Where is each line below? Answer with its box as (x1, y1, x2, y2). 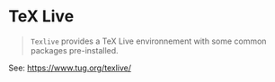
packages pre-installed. (30, 45, 119, 55)
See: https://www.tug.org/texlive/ (8, 62, 132, 73)
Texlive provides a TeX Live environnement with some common (30, 36, 267, 46)
